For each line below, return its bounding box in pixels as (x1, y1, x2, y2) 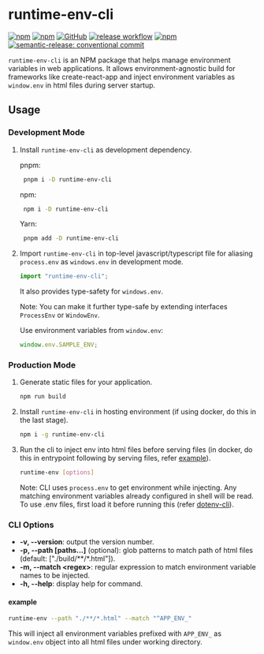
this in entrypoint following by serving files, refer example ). (19, 454, 211, 463)
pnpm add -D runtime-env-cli (23, 234, 120, 242)
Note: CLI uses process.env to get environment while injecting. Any (19, 483, 237, 492)
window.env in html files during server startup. (8, 80, 156, 90)
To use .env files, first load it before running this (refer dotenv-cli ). (19, 499, 234, 509)
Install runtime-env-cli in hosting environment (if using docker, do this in (19, 407, 257, 417)
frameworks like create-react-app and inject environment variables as (8, 72, 235, 81)
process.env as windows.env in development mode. (19, 257, 184, 267)
